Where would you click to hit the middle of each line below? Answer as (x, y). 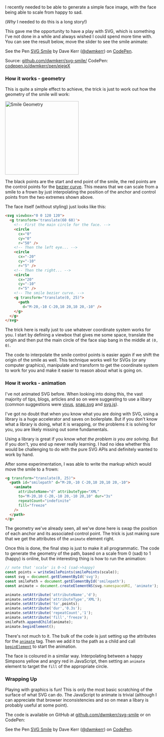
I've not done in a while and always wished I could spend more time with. (79, 36)
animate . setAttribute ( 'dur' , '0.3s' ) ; (44, 608)
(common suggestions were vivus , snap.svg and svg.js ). (62, 404)
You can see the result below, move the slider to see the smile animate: (77, 42)
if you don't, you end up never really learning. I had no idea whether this (78, 444)
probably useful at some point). (37, 705)
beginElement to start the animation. (41, 646)
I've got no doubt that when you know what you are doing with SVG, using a (82, 414)
